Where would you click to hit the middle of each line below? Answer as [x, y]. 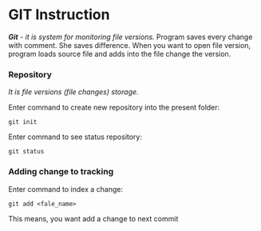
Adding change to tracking [61, 172]
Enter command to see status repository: [75, 137]
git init [23, 122]
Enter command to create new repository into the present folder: [114, 108]
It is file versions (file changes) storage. [73, 92]
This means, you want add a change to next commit [93, 218]
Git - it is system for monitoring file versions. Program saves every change [130, 37]
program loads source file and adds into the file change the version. [120, 54]
